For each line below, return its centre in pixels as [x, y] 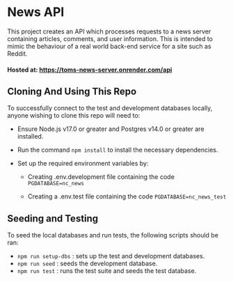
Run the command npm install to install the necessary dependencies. [118, 150]
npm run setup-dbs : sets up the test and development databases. [111, 256]
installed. [30, 136]
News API [36, 12]
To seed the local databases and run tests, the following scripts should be [113, 235]
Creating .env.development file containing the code [101, 177]
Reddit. [17, 54]
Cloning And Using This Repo [72, 91]
